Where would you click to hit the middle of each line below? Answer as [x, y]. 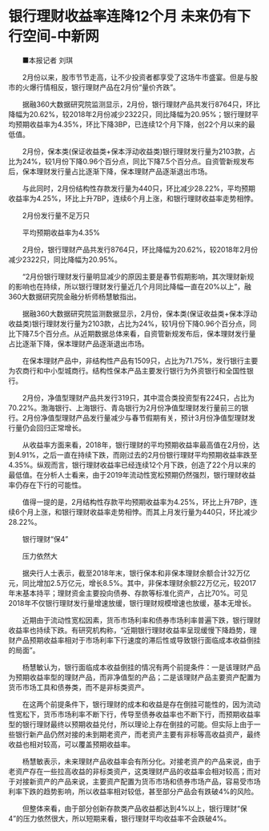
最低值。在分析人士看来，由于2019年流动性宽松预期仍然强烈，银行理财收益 [132, 474]
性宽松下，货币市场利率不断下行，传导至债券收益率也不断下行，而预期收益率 [134, 714]
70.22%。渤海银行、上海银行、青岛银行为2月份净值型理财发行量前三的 [125, 407]
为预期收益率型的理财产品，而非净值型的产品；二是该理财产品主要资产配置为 [134, 677]
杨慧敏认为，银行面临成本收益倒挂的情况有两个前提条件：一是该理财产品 [141, 667]
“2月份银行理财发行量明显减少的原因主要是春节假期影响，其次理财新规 [138, 276]
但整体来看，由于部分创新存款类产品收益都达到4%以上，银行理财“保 [134, 808]
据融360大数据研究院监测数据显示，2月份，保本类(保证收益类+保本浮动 [140, 313]
